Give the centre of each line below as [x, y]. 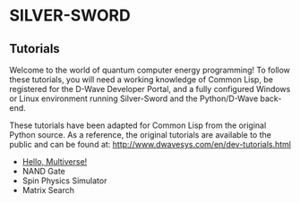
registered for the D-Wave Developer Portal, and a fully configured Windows [150, 89]
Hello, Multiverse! [55, 161]
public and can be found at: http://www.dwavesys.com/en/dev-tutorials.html [150, 144]
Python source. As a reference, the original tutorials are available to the [140, 135]
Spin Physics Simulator [64, 181]
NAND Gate [43, 171]
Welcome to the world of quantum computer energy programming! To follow [150, 70]
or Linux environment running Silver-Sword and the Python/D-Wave [134, 98]
